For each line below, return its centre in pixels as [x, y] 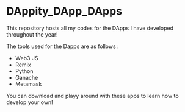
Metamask [28, 84]
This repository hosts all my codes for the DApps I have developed [90, 28]
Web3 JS [27, 58]
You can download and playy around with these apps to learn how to [92, 96]
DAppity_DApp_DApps [64, 11]
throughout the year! [32, 34]
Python [24, 71]
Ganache [27, 77]
